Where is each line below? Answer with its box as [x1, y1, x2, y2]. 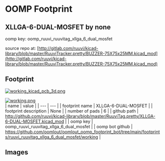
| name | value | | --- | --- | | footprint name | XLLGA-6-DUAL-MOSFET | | [5, 103, 153, 109]
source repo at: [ [5, 46, 39, 51]
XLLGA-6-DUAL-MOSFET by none [5, 23, 111, 31]
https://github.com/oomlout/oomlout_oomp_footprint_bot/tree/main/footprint [5, 129, 160, 135]
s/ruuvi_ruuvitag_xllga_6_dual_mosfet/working [5, 134, 98, 140]
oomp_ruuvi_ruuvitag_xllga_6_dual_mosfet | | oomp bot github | [5, 123, 133, 129]
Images [5, 148, 28, 157]
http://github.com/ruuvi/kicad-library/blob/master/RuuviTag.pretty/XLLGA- [5, 113, 156, 119]
